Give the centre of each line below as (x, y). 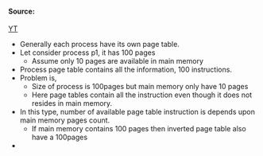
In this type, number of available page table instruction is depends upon (137, 112)
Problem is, (38, 78)
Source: (22, 11)
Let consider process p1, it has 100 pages (87, 53)
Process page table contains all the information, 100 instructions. (126, 70)
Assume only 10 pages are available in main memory (118, 61)
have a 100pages (60, 137)
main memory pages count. (65, 120)
